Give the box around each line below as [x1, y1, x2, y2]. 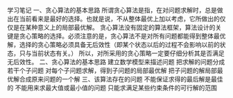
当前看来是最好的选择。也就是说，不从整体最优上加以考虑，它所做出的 [19, 14, 220, 23]
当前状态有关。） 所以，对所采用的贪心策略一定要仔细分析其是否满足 [31, 49, 225, 57]
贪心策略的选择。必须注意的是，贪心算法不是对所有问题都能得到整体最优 [19, 32, 226, 40]
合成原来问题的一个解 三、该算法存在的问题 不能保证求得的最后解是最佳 [19, 75, 223, 83]
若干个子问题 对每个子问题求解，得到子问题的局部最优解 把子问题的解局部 [7, 66, 217, 75]
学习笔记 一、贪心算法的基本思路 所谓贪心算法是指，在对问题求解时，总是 [7, 6, 217, 14]
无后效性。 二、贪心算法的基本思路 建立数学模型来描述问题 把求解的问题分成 [7, 58, 225, 66]
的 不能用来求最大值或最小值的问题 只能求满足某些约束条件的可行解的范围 [7, 84, 217, 92]
